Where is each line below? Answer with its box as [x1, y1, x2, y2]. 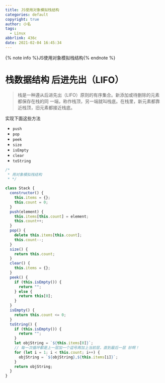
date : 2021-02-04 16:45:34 [5, 40, 62, 45]
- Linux [10, 31, 26, 36]
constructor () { [10, 190, 44, 196]
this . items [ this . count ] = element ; [14, 214, 89, 219]
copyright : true [5, 17, 39, 22]
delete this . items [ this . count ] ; [14, 233, 82, 238]
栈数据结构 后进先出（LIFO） [5, 74, 124, 86]
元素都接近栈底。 [39, 104, 75, 111]
